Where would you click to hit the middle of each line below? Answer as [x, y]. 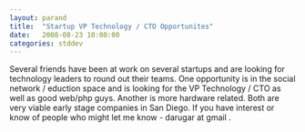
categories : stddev [46, 43]
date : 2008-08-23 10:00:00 [65, 35]
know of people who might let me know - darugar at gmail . [121, 117]
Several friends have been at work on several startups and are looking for [147, 69]
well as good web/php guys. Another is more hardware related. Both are [144, 98]
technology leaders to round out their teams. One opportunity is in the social [152, 79]
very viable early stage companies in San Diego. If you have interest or [142, 108]
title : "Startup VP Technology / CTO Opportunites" [112, 26]
